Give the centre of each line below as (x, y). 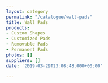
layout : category (27, 11)
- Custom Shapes (26, 33)
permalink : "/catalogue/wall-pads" (49, 17)
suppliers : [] (23, 60)
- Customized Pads (28, 39)
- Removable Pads (27, 44)
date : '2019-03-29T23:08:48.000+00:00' (55, 66)
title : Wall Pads (27, 22)
